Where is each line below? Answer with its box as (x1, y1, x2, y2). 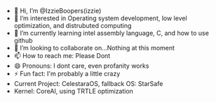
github (13, 36, 33, 45)
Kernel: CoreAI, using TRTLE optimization (13, 87, 133, 95)
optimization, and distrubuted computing (13, 22, 132, 29)
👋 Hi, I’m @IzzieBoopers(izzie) (13, 7, 102, 15)
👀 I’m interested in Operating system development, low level (13, 14, 187, 22)
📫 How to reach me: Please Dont (13, 52, 111, 59)
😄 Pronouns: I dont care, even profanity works (13, 61, 149, 70)
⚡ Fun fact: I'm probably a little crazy (13, 70, 121, 78)
